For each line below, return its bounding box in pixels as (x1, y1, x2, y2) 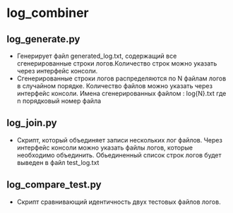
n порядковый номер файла (16, 97, 102, 105)
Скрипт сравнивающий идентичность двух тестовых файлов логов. (16, 197, 221, 206)
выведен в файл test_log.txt (16, 158, 100, 166)
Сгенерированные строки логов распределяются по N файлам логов (16, 74, 227, 83)
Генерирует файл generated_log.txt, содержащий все (16, 51, 177, 60)
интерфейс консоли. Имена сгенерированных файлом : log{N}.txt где (16, 90, 227, 97)
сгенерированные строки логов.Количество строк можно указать (16, 59, 217, 68)
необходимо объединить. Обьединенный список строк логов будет (16, 150, 222, 159)
